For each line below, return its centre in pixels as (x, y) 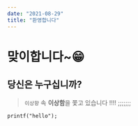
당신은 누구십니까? (45, 85)
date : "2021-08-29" (36, 14)
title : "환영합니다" (33, 20)
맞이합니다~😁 (46, 57)
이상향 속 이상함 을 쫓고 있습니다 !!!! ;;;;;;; (77, 102)
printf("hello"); (32, 116)
